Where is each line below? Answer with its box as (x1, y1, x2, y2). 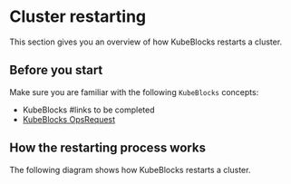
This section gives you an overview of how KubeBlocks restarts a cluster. (9, 36, 283, 47)
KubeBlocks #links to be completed (22, 104, 156, 115)
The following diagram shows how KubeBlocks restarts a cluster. (9, 164, 251, 175)
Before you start (9, 63, 103, 78)
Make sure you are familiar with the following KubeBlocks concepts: (9, 86, 259, 97)
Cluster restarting (9, 6, 147, 27)
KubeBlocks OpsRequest (22, 113, 116, 124)
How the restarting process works (9, 140, 207, 156)
